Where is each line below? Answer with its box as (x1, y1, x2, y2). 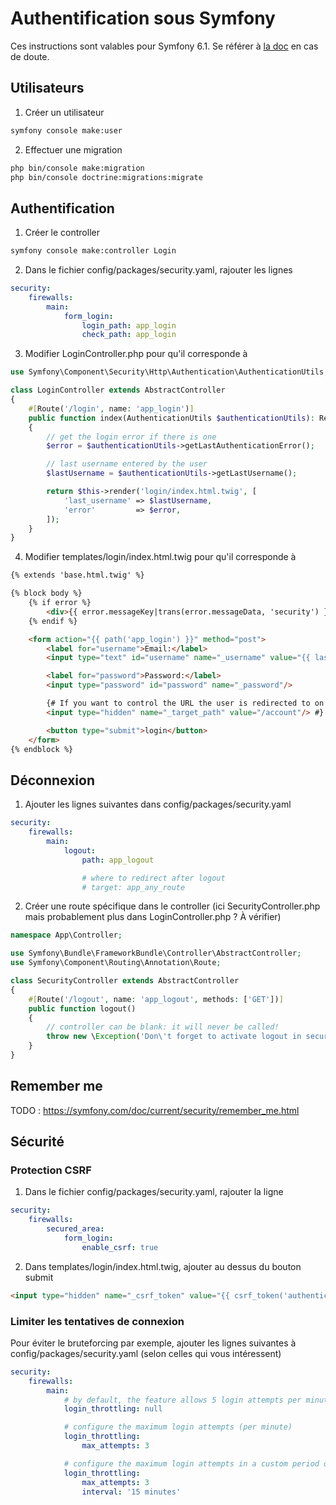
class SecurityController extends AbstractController (10, 976, 240, 986)
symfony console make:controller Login (10, 246, 177, 256)
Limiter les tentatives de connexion (10, 1314, 185, 1328)
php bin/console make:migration (10, 163, 145, 173)
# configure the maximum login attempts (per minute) (63, 1422, 293, 1432)
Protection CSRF (10, 1163, 92, 1177)
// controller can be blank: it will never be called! (46, 1022, 280, 1032)
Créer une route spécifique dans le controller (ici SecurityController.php (24, 900, 321, 912)
